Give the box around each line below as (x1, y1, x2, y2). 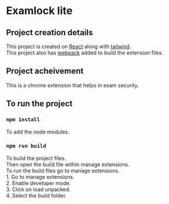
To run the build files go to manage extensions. (6, 167, 120, 174)
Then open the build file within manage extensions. (6, 161, 130, 168)
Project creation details (6, 28, 93, 38)
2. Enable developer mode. (6, 179, 72, 186)
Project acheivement (6, 66, 84, 76)
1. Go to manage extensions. (6, 173, 75, 180)
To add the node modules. (6, 128, 69, 135)
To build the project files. (6, 154, 66, 162)
